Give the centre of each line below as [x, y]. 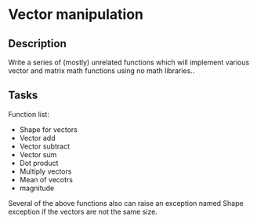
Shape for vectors [49, 129]
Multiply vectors [45, 171]
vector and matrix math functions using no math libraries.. [101, 71]
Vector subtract [45, 146]
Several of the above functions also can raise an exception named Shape [126, 203]
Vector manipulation [76, 15]
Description [37, 44]
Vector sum [38, 154]
